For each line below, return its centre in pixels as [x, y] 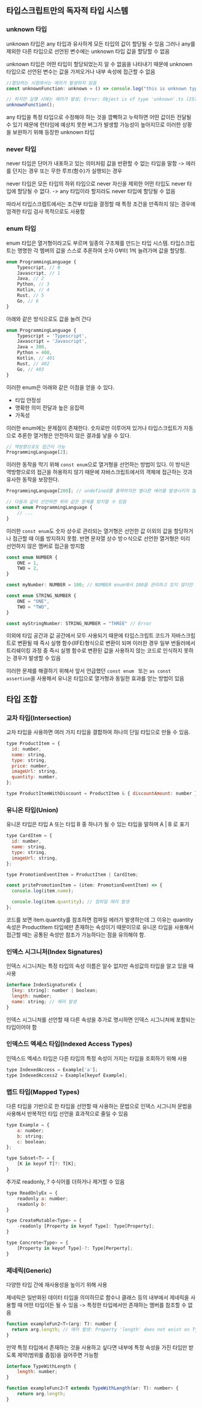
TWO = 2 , [28, 568]
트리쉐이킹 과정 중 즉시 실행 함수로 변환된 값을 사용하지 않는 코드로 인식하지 [94, 651]
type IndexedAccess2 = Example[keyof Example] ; [67, 1075]
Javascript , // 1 [39, 273]
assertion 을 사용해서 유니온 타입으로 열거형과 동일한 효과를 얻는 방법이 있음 [95, 678]
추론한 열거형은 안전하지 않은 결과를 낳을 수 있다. [74, 435]
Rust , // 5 [31, 296]
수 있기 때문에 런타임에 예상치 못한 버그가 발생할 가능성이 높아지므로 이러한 [94, 125]
